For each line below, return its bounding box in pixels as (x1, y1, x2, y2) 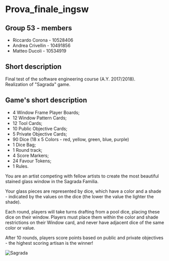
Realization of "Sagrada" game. (5, 81, 71, 87)
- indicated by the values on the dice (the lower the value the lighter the (5, 193, 154, 199)
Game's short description (5, 96, 87, 105)
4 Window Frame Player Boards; (12, 109, 80, 115)
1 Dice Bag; (12, 142, 36, 148)
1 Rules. (12, 163, 29, 169)
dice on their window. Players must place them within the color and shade (5, 214, 159, 220)
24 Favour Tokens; (12, 158, 51, 164)
